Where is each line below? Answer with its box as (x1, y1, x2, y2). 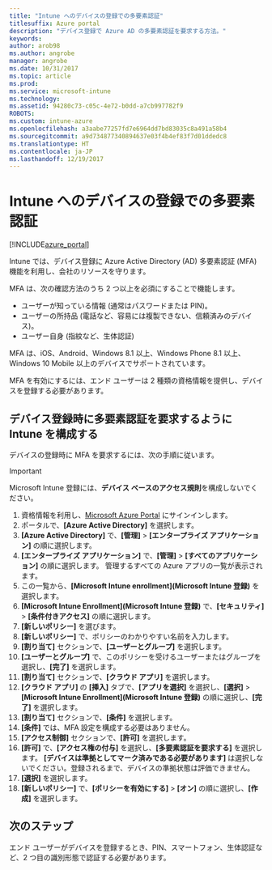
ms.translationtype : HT (9, 139, 90, 148)
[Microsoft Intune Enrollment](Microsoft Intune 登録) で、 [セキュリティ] (20, 601, 265, 611)
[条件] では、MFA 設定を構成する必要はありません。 (20, 723, 195, 732)
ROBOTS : (9, 110, 36, 118)
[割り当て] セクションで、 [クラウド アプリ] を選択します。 (20, 673, 215, 681)
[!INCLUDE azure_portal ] (9, 240, 90, 249)
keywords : (9, 34, 43, 43)
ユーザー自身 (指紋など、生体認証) (20, 331, 134, 341)
